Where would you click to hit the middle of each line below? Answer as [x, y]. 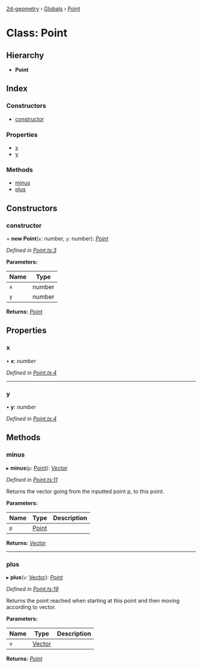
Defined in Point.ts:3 [32, 250]
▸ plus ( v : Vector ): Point [35, 577]
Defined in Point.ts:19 [32, 589]
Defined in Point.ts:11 [32, 479]
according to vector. [31, 607]
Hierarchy [25, 55]
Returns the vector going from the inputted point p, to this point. [85, 491]
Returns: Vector [26, 543]
